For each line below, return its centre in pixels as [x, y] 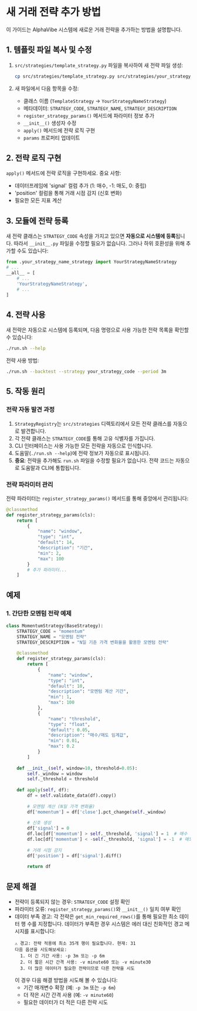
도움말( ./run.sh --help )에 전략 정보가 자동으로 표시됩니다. [82, 453]
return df [39, 867]
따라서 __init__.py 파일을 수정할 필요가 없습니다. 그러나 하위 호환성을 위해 [99, 243]
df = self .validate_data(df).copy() [72, 795]
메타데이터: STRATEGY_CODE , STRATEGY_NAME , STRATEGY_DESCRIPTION [100, 108]
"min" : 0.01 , [64, 741]
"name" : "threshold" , [74, 719]
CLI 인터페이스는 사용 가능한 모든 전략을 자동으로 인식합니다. [84, 446]
